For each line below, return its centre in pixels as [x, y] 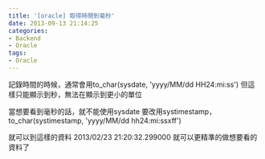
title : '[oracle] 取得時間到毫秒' [62, 16]
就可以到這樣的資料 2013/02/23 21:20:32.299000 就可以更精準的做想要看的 [133, 137]
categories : [28, 31]
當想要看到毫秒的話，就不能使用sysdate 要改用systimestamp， [112, 111]
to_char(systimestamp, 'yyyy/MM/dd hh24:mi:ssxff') [95, 120]
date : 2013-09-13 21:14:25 [53, 23]
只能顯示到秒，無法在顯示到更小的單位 [78, 94]
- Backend [25, 38]
